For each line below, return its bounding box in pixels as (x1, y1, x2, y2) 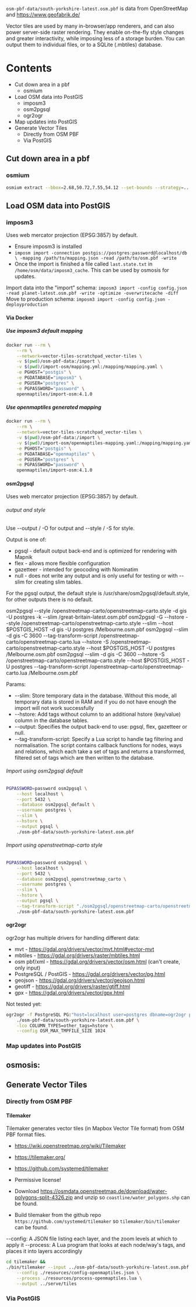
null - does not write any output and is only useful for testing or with (14, 572, 178, 579)
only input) (14, 964, 41, 971)
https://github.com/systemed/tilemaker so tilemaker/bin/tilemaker (14, 1218, 180, 1225)
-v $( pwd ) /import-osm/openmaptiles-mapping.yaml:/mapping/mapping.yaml (16, 440, 194, 446)
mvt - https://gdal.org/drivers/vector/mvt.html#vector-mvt (14, 946, 155, 953)
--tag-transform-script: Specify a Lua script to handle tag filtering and (14, 735, 183, 742)
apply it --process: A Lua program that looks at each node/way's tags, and (6, 1242, 185, 1249)
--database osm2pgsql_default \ (16, 802, 95, 808)
